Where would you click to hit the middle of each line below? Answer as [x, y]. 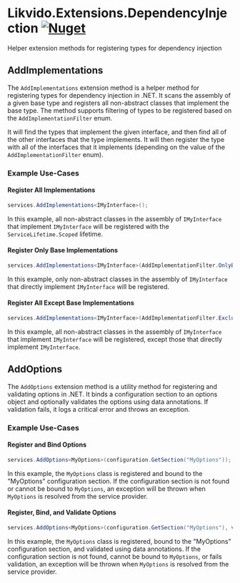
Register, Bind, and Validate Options [62, 512]
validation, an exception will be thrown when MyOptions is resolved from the [118, 564]
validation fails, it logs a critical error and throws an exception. [99, 409]
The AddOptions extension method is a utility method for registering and [112, 386]
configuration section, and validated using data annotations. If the [104, 549]
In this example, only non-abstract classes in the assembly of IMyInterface [118, 279]
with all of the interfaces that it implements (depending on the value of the [116, 147]
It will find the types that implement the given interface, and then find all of [117, 132]
